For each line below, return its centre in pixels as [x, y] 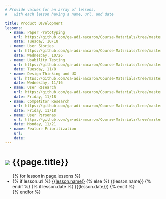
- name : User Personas [33, 115]
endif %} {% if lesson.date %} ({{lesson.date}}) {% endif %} [73, 187]
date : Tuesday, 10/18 [36, 42]
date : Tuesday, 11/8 [35, 69]
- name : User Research [33, 87]
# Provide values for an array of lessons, [51, 10]
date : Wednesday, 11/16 [39, 83]
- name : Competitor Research [40, 101]
